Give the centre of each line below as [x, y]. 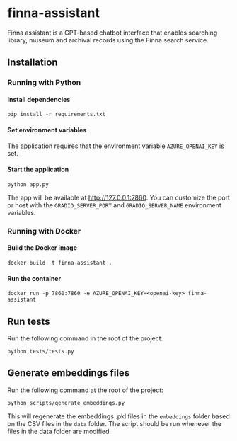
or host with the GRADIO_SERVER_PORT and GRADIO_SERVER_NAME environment [114, 205]
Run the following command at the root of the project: [86, 390]
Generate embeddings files [69, 373]
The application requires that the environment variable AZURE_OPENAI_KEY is [116, 146]
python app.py [28, 184]
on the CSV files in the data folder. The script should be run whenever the [115, 423]
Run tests [29, 321]
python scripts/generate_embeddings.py [66, 403]
